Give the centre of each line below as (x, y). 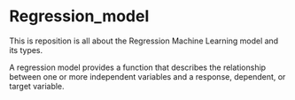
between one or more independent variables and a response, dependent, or (147, 76)
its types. (26, 50)
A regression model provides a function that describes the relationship (138, 67)
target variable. (37, 86)
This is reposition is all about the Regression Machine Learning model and (144, 41)
